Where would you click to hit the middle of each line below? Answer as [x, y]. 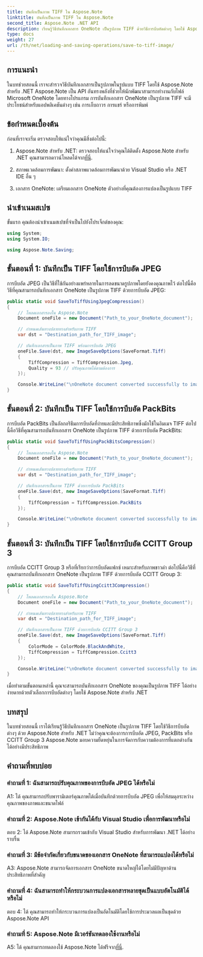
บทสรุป [17, 712]
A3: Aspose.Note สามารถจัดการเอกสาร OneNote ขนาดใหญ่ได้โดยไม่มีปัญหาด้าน [92, 868]
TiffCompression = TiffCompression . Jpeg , [81, 362]
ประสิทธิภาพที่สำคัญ [26, 875]
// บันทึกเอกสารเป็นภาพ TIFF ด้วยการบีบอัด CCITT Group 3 [78, 630]
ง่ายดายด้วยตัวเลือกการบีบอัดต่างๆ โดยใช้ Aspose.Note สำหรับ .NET [77, 692]
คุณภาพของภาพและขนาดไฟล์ [35, 803]
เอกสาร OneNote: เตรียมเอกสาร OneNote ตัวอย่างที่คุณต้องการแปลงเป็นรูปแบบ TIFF [104, 188]
